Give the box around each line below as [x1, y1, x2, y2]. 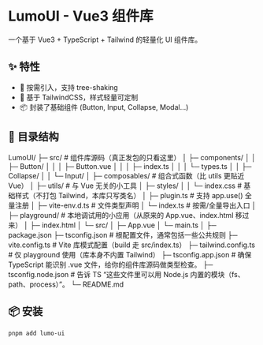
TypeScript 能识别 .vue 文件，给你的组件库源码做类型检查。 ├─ [8, 260, 213, 269]
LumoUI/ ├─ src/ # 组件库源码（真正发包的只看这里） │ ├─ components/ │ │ [8, 152, 256, 162]
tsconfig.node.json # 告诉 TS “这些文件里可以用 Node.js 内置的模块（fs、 [8, 269, 245, 279]
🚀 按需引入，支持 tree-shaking [19, 82, 118, 92]
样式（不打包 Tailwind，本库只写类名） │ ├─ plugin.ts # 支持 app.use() [14, 190, 243, 200]
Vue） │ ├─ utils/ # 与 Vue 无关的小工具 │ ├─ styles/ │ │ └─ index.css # [8, 181, 243, 190]
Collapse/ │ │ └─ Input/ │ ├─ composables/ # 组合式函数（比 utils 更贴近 [8, 171, 245, 180]
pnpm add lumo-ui [8, 329, 65, 338]
